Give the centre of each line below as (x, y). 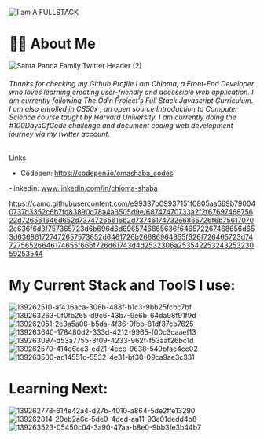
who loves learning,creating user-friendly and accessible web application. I (131, 92)
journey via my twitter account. (60, 134)
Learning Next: (59, 389)
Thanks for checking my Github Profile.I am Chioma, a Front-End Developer (132, 83)
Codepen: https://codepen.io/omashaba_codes (97, 174)
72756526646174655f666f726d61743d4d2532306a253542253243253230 (132, 245)
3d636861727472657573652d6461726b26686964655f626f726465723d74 (131, 237)
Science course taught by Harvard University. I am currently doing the (123, 117)
